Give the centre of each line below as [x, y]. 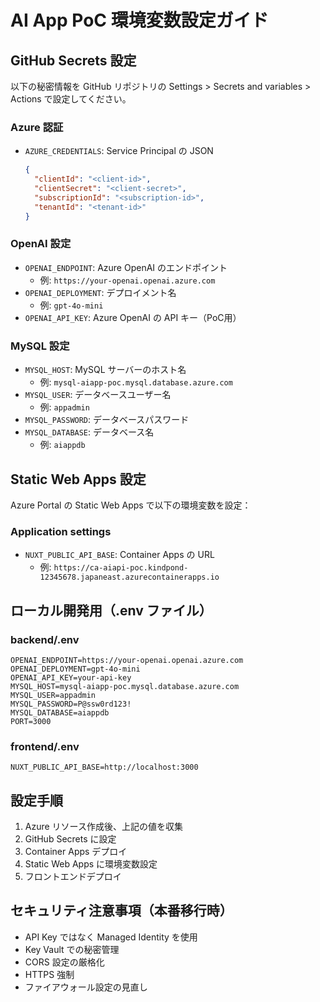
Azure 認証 [37, 127]
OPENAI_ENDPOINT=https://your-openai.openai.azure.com [127, 660]
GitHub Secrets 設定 [73, 60]
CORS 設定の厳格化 [64, 962]
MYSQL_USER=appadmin [53, 695]
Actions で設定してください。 [71, 99]
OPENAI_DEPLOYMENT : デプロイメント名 [100, 292]
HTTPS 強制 [49, 974]
